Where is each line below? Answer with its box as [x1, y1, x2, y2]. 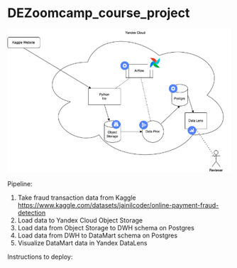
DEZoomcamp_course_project [7, 5, 190, 21]
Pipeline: [7, 179, 33, 188]
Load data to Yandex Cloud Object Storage [17, 215, 143, 225]
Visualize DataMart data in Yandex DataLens [17, 238, 148, 247]
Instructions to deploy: [7, 252, 73, 261]
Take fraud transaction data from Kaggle [17, 193, 136, 202]
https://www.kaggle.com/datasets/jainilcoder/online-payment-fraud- [17, 200, 219, 209]
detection [17, 208, 46, 217]
